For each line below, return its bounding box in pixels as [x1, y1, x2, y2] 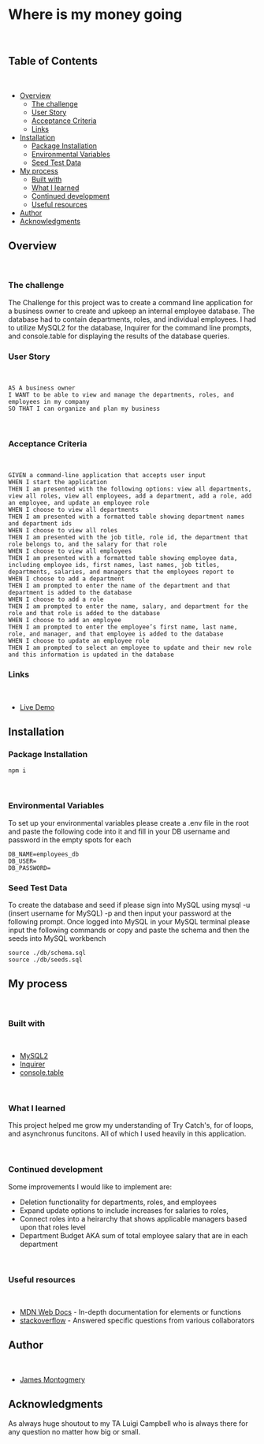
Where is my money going [8, 6, 183, 24]
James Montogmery [19, 1375, 85, 1384]
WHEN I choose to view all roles [8, 527, 118, 535]
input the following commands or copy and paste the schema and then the [8, 925, 250, 935]
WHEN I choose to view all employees [8, 547, 132, 555]
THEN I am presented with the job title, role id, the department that [8, 534, 248, 542]
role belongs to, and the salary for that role [8, 540, 168, 549]
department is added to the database [8, 589, 132, 597]
